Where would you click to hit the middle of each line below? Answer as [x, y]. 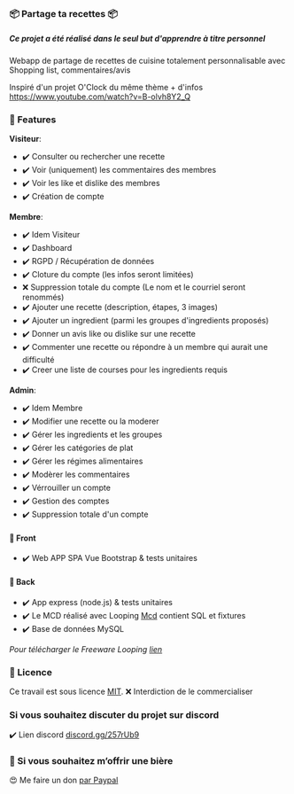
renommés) [43, 297]
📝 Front [23, 538]
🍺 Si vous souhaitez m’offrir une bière [91, 761]
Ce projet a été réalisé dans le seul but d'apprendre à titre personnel [137, 38]
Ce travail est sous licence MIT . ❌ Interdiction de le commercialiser [131, 691]
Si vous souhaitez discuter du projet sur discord [114, 714]
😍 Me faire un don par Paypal [64, 780]
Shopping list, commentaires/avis [70, 70]
